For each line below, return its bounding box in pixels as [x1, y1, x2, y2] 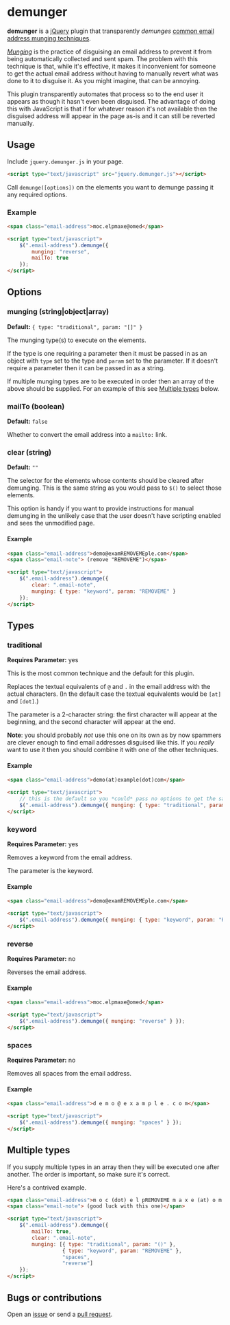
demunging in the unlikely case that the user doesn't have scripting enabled [7, 512, 221, 520]
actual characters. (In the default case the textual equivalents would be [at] [7, 690, 221, 698]
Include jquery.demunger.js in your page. [7, 157, 124, 166]
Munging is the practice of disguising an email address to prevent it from [7, 47, 212, 56]
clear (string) [7, 447, 52, 457]
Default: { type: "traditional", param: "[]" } [7, 322, 143, 330]
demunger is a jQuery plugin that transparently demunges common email [7, 27, 214, 35]
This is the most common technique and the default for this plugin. [7, 669, 195, 677]
